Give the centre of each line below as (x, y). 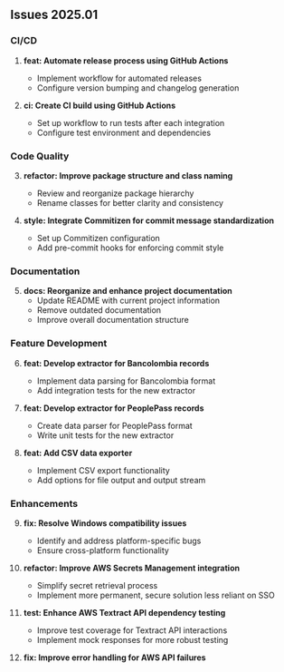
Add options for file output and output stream (121, 480)
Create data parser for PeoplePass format (114, 425)
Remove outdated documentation (99, 310)
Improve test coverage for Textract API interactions (132, 630)
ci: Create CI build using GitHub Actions (99, 105)
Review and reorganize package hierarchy (115, 193)
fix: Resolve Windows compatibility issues (105, 523)
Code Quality (40, 156)
